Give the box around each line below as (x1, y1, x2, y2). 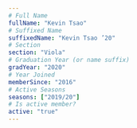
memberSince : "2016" (8, 78, 77, 86)
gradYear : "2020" (8, 64, 66, 72)
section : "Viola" (8, 48, 66, 56)
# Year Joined (8, 71, 56, 79)
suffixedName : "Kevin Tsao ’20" (8, 33, 115, 42)
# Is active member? (8, 100, 77, 108)
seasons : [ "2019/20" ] (8, 93, 80, 101)
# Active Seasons (8, 85, 66, 94)
